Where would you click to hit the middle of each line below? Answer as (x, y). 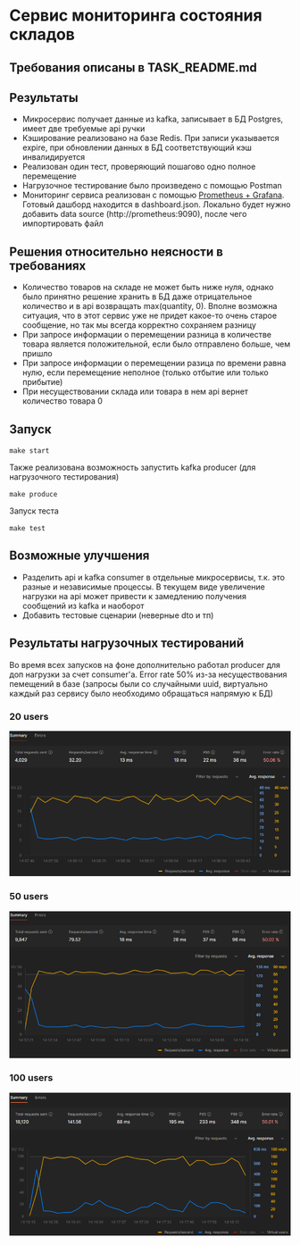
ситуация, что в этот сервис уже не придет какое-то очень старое (150, 316)
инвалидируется (54, 157)
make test (28, 529)
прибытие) (42, 382)
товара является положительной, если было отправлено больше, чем (156, 344)
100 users (31, 1078)
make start (29, 451)
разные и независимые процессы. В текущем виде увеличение (144, 587)
